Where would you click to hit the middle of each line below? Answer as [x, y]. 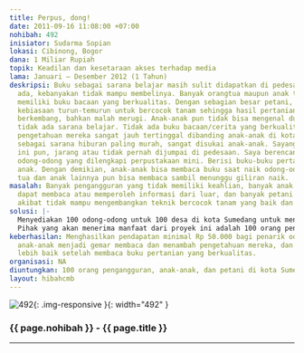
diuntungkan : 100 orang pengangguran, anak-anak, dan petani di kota [143, 271]
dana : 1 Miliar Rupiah [52, 60]
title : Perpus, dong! [50, 18]
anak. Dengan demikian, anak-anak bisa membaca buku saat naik [139, 169]
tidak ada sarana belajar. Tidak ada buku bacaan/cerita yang [137, 128]
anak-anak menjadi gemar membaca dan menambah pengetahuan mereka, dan [156, 245]
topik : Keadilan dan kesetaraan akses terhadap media [113, 69]
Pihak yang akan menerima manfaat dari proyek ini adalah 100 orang [149, 228]
